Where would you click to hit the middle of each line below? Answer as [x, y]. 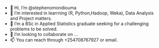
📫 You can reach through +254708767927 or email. [64, 40]
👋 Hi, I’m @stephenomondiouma [43, 8]
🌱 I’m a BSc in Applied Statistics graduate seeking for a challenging [79, 23]
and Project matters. [31, 18]
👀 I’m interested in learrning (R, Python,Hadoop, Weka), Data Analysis [82, 13]
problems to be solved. [34, 29]
